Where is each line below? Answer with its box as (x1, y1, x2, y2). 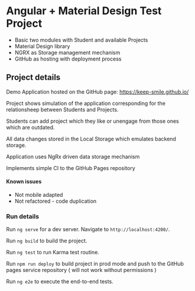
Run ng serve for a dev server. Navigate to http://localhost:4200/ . (6, 226, 170, 233)
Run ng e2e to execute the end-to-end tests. (6, 278, 113, 285)
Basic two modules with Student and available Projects (14, 36, 148, 43)
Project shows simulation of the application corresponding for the (6, 100, 165, 107)
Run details (6, 212, 40, 220)
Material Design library (14, 43, 70, 50)
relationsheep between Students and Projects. (6, 105, 119, 113)
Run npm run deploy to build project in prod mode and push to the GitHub (6, 260, 184, 267)
